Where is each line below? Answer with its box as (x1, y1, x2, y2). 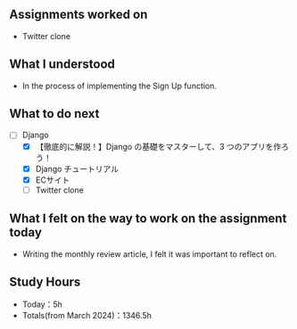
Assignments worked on (9, 7, 148, 22)
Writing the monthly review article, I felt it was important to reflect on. (21, 249, 277, 259)
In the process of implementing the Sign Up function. (21, 80, 217, 91)
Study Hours (9, 274, 81, 289)
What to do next (9, 106, 100, 121)
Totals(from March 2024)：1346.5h (21, 310, 152, 321)
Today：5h (21, 299, 62, 310)
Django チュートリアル (35, 163, 119, 174)
